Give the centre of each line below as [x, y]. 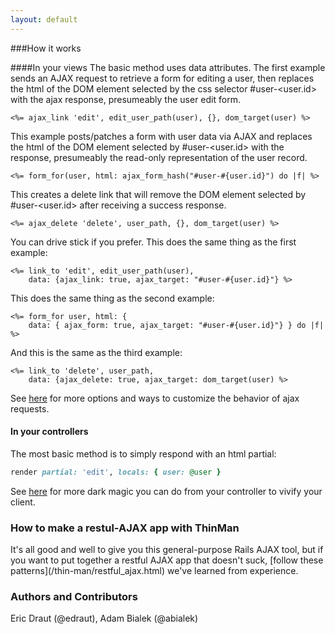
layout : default [44, 19]
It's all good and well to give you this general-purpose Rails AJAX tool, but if [167, 549]
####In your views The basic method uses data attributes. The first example [168, 67]
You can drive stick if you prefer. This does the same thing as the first [153, 242]
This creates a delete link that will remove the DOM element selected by [158, 194]
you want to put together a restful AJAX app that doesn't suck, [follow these [167, 560]
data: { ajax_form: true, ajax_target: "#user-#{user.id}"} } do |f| [176, 325]
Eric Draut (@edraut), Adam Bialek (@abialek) [104, 618]
